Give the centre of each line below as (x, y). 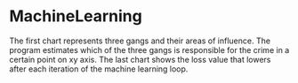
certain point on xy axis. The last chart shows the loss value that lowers (140, 59)
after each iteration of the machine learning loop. (99, 69)
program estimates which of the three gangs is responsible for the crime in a (149, 49)
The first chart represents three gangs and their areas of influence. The (140, 41)
